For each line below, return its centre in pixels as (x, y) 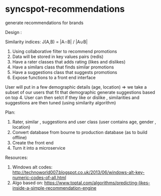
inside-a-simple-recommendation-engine (54, 188)
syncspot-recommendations (65, 9)
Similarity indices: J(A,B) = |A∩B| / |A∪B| (46, 42)
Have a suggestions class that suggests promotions (64, 72)
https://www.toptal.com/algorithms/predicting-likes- (97, 183)
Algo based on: (28, 183)
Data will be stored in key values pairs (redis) (58, 56)
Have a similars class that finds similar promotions (63, 67)
